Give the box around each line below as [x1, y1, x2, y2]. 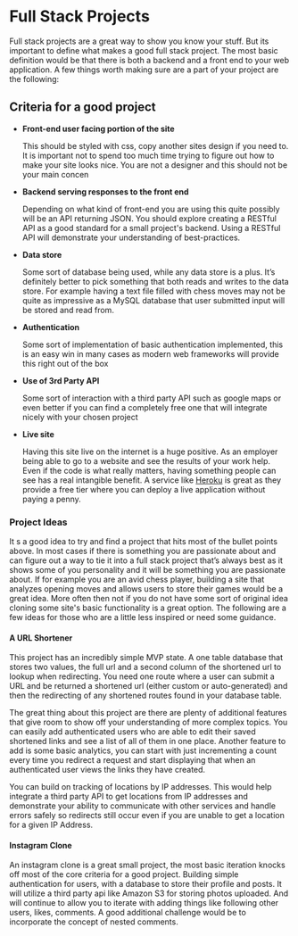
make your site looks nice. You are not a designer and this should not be [21, 159, 288, 170]
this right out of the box [21, 358, 109, 369]
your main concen [21, 169, 89, 179]
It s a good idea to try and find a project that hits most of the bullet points [9, 536, 278, 547]
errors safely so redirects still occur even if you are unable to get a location [9, 810, 286, 821]
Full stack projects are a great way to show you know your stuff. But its [9, 36, 269, 46]
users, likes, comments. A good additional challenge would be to [9, 907, 247, 918]
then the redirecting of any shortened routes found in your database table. [9, 690, 283, 701]
